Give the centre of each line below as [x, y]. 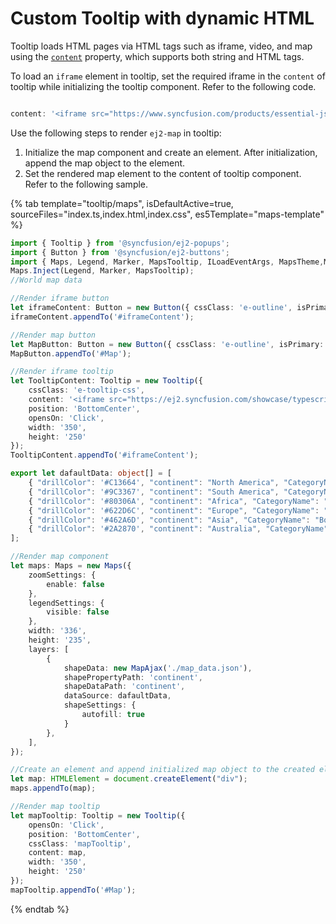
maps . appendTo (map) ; [53, 788]
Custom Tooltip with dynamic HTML [162, 18]
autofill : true [113, 715]
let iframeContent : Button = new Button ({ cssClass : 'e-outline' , [151, 308]
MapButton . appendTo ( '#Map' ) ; [71, 353]
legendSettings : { [66, 603]
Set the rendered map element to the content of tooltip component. [163, 173]
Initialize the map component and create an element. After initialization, [171, 152]
